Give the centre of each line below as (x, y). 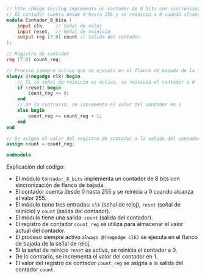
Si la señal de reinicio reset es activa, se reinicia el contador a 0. (96, 250)
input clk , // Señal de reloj (60, 26)
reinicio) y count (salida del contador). (63, 211)
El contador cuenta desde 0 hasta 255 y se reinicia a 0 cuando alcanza (104, 192)
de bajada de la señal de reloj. (53, 244)
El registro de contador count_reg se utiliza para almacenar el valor (99, 224)
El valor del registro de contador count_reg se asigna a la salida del (99, 263)
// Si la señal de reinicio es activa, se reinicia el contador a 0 (106, 82)
